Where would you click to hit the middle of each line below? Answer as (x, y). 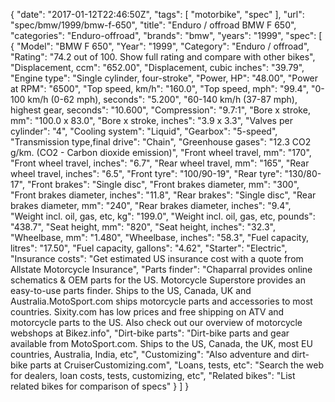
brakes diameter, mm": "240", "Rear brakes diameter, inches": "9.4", (151, 205)
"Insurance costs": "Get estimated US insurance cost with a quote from (157, 258)
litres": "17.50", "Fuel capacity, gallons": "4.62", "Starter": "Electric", (149, 248)
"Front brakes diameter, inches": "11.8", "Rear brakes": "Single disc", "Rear (163, 195)
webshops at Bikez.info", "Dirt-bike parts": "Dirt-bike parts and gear (150, 333)
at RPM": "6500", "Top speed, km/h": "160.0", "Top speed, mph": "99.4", (159, 88)
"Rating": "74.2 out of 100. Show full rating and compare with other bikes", (163, 57)
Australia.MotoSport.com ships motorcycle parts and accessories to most (161, 301)
